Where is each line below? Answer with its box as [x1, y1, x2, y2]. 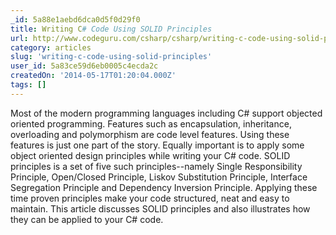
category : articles [10, 42, 92, 53]
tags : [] [10, 80, 47, 90]
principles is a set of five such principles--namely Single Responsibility [10, 160, 303, 172]
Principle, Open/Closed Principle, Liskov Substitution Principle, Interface [10, 171, 308, 183]
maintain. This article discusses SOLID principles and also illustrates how [10, 202, 311, 215]
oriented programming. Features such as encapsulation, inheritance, [10, 117, 292, 130]
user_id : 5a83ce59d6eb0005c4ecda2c [10, 61, 159, 71]
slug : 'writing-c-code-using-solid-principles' [10, 52, 213, 62]
